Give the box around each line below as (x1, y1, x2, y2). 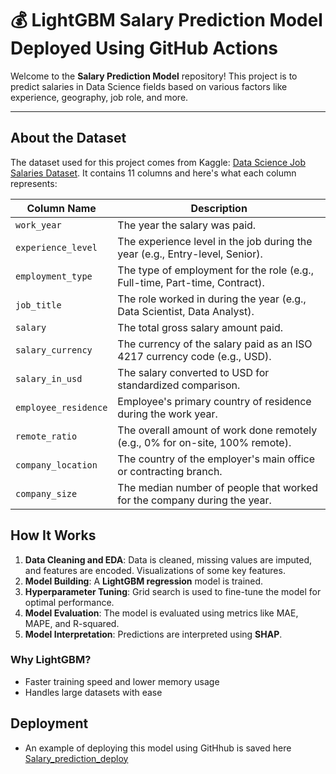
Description (190, 201, 248, 215)
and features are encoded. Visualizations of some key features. (24, 564, 286, 576)
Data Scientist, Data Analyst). (117, 304, 255, 318)
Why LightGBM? (10, 653, 92, 667)
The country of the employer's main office (117, 452, 315, 466)
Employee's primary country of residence (117, 394, 312, 408)
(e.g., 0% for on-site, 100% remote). (117, 435, 292, 449)
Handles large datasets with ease (24, 686, 163, 698)
